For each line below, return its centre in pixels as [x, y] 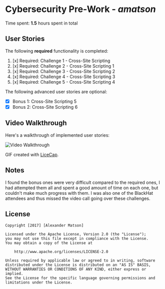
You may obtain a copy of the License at [49, 243]
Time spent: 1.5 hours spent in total [41, 23]
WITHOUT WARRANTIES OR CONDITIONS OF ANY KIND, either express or [76, 269]
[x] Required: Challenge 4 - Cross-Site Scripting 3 [64, 77]
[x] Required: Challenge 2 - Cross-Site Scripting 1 [63, 66]
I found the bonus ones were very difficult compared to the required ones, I [82, 182]
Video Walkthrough [36, 123]
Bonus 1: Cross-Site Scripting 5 [44, 101]
